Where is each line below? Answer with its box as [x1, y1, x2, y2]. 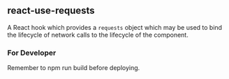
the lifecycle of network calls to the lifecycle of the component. [7, 30, 189, 39]
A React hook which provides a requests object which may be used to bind [7, 23, 222, 31]
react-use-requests [7, 5, 96, 17]
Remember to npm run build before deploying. [7, 64, 140, 72]
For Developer [7, 48, 57, 58]
